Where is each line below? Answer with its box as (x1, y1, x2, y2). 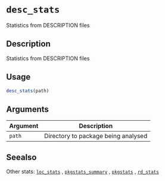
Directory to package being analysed (44, 132, 148, 141)
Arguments (6, 104, 49, 114)
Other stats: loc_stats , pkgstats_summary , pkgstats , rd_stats (6, 168, 159, 175)
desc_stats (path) (6, 88, 49, 93)
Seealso (6, 152, 37, 162)
